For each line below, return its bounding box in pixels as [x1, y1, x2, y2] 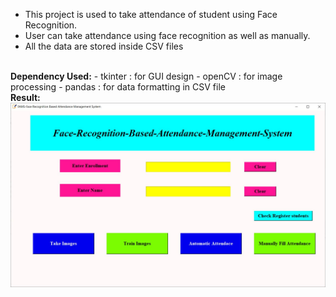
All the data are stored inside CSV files [24, 40, 184, 52]
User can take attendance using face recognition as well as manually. [24, 30, 311, 41]
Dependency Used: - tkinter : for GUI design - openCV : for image [10, 70, 283, 82]
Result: [10, 92, 41, 103]
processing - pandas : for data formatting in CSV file [10, 81, 226, 93]
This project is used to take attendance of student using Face [24, 9, 278, 20]
